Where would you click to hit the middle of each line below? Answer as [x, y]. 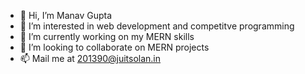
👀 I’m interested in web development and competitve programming [157, 26]
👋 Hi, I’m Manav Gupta [66, 15]
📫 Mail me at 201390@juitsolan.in [90, 58]
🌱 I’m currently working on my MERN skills [107, 36]
